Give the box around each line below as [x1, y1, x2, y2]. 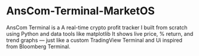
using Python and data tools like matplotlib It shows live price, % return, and [6, 30, 194, 37]
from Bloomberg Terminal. [6, 43, 71, 50]
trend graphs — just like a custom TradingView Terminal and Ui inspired [6, 36, 183, 43]
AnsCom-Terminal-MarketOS [6, 4, 155, 18]
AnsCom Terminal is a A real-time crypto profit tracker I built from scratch [6, 24, 188, 31]
